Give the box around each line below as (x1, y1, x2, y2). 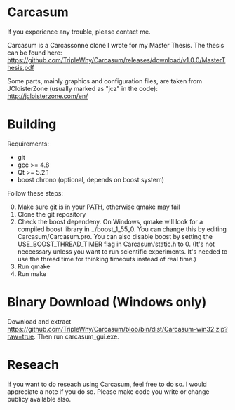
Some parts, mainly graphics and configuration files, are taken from (7, 76, 203, 85)
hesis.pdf (7, 63, 34, 71)
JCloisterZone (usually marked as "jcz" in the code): (7, 84, 158, 93)
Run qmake (17, 262, 51, 271)
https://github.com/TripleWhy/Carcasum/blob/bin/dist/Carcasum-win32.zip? (7, 324, 228, 333)
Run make (17, 269, 47, 278)
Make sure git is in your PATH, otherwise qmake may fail (17, 203, 180, 211)
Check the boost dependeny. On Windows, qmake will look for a (17, 217, 203, 226)
